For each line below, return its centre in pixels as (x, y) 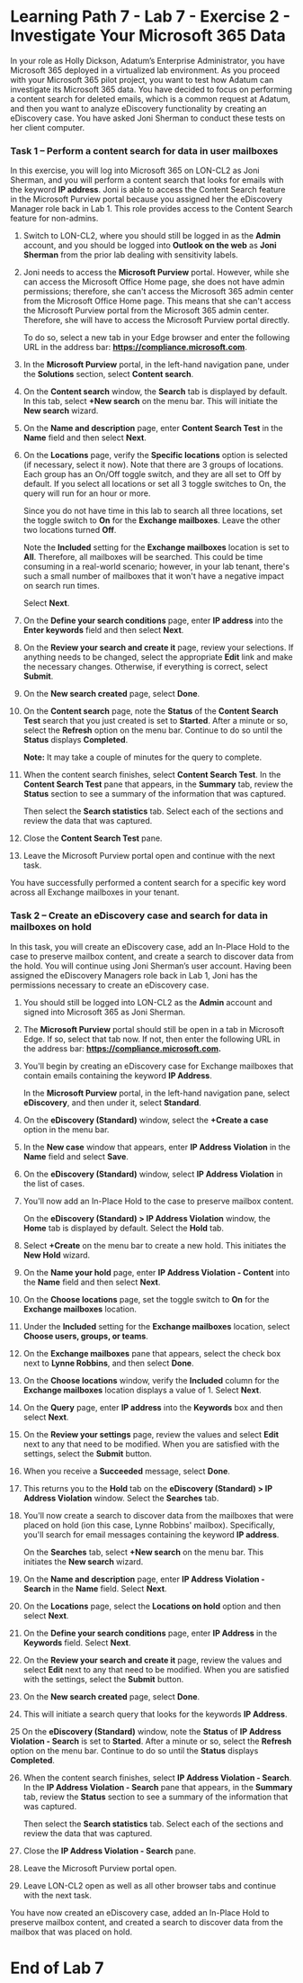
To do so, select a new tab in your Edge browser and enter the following (156, 338)
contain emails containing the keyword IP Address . (117, 1075)
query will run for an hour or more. (87, 493)
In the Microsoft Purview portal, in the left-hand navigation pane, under (156, 365)
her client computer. (47, 127)
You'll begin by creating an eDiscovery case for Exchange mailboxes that (158, 1066)
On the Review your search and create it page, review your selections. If (158, 648)
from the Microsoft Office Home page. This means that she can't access (157, 301)
